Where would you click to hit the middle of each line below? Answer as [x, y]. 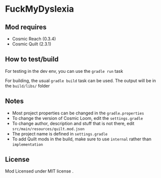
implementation [28, 145]
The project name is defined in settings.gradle [60, 133]
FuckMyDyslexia [40, 9]
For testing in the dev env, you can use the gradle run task [64, 71]
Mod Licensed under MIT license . [39, 171]
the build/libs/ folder [28, 86]
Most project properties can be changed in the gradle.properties [78, 113]
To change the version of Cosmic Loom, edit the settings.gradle [77, 118]
